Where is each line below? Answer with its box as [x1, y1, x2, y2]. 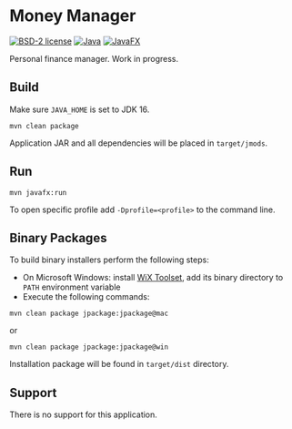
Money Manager [9, 5, 136, 26]
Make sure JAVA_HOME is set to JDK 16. [9, 104, 150, 115]
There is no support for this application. [9, 409, 157, 420]
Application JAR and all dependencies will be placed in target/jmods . [9, 138, 268, 148]
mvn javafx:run [9, 188, 67, 197]
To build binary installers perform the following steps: [9, 254, 209, 265]
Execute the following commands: [22, 291, 150, 302]
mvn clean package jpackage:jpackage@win [9, 342, 169, 352]
